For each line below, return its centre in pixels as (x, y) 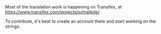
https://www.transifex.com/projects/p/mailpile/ (52, 12)
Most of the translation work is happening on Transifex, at (63, 7)
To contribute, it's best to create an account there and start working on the (80, 21)
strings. (13, 26)
